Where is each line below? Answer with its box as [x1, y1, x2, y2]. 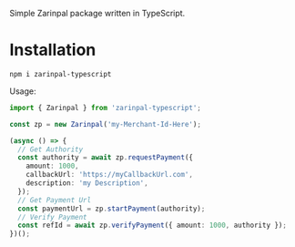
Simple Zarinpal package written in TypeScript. [9, 8, 186, 18]
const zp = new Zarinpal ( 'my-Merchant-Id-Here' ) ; [9, 119, 202, 129]
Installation [9, 40, 97, 60]
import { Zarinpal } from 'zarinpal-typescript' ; [9, 103, 202, 112]
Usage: [9, 86, 36, 97]
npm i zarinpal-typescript [9, 69, 112, 78]
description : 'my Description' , [25, 179, 148, 188]
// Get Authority [17, 145, 84, 154]
